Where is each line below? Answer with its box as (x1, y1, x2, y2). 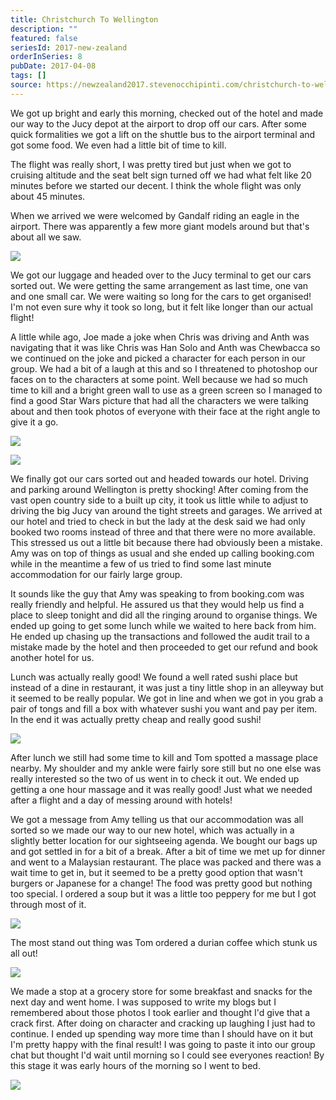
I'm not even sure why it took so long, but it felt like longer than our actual (10, 301, 313, 313)
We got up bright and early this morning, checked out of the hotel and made (10, 107, 324, 119)
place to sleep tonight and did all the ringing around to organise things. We (10, 609, 318, 621)
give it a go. (10, 416, 59, 428)
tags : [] (10, 71, 47, 81)
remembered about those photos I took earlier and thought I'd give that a (10, 1006, 311, 1018)
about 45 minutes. (10, 190, 86, 202)
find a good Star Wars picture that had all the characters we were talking (10, 394, 309, 406)
